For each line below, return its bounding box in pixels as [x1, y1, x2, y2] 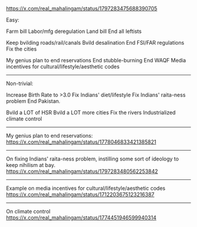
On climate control [6, 208, 51, 215]
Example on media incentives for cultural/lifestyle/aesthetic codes [6, 185, 166, 192]
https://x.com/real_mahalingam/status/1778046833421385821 [6, 138, 157, 145]
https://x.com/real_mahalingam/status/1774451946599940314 [6, 214, 157, 221]
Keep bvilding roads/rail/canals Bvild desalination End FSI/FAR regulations [6, 39, 185, 46]
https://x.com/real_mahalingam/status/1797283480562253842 [6, 168, 158, 175]
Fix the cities [6, 45, 37, 52]
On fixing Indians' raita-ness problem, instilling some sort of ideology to [6, 155, 179, 162]
